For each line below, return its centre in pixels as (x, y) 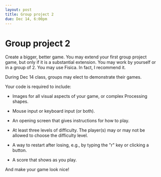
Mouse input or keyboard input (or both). (53, 111)
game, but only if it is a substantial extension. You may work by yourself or (80, 62)
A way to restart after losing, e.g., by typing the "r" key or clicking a (80, 145)
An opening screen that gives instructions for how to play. (71, 121)
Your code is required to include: (38, 87)
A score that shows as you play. (45, 160)
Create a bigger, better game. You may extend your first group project (76, 57)
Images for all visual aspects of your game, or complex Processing (80, 96)
